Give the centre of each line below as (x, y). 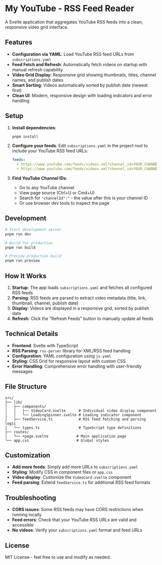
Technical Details (32, 334)
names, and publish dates (38, 80)
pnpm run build (20, 247)
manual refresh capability (37, 70)
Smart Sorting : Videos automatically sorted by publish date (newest (80, 85)
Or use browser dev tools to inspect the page (64, 203)
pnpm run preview (22, 261)
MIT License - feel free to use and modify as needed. (58, 557)
